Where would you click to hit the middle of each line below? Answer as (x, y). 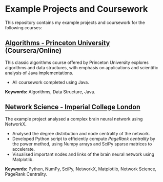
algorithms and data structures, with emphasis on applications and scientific (82, 67)
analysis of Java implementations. (39, 73)
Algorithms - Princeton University (58, 43)
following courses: (24, 27)
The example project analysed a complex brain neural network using (74, 119)
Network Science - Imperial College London (73, 107)
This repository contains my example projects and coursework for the (75, 22)
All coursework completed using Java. (51, 82)
